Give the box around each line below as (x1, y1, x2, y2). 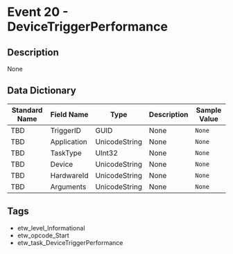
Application (50, 136, 88, 146)
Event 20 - (7, 4, 69, 20)
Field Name (50, 109, 89, 119)
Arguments (50, 181, 87, 191)
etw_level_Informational (17, 224, 85, 232)
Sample (196, 105, 222, 115)
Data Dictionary (7, 84, 76, 97)
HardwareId (50, 170, 89, 180)
